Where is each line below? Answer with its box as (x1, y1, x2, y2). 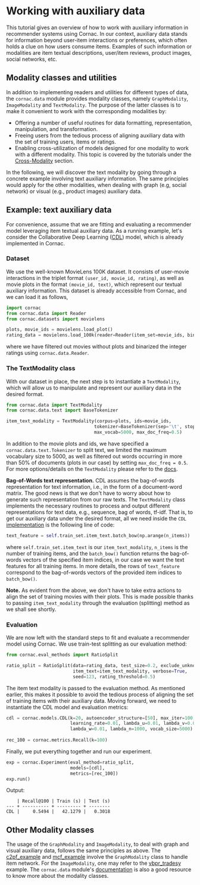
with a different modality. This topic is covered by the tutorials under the (14, 151, 192, 158)
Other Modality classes (6, 825, 95, 835)
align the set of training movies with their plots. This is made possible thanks (6, 593, 193, 600)
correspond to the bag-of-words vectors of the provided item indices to (6, 569, 182, 576)
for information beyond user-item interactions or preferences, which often (6, 36, 187, 43)
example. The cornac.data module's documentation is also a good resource (6, 866, 192, 873)
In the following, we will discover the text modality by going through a (6, 169, 177, 176)
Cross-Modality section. (14, 157, 74, 164)
